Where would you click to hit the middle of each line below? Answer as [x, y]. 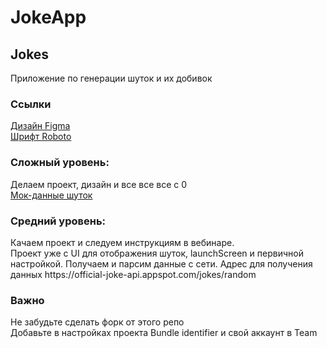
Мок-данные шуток [51, 195]
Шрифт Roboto [41, 137]
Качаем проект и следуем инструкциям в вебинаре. [122, 242]
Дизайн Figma [40, 126]
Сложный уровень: [60, 163]
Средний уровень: [58, 221]
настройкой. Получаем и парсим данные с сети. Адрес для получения [161, 263]
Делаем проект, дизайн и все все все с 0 [99, 184]
